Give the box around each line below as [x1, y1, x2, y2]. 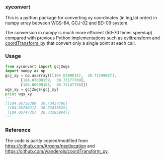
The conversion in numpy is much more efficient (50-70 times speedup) [5, 30, 153, 36]
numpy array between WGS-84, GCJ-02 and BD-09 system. [5, 20, 129, 26]
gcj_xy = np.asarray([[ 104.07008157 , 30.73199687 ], [5, 73, 117, 78]
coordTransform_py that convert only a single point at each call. [5, 40, 136, 46]
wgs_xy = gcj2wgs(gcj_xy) [5, 87, 59, 92]
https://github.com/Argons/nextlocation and [5, 143, 95, 149]
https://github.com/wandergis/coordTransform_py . [5, 148, 109, 155]
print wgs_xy [5, 91, 32, 96]
